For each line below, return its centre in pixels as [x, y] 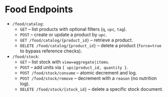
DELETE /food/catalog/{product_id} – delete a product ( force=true [91, 45]
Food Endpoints [39, 9]
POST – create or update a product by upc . [63, 34]
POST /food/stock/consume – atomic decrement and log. [78, 72]
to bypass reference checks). [51, 51]
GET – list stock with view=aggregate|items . [65, 62]
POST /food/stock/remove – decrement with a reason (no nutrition [88, 78]
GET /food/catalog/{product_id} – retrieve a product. [76, 40]
